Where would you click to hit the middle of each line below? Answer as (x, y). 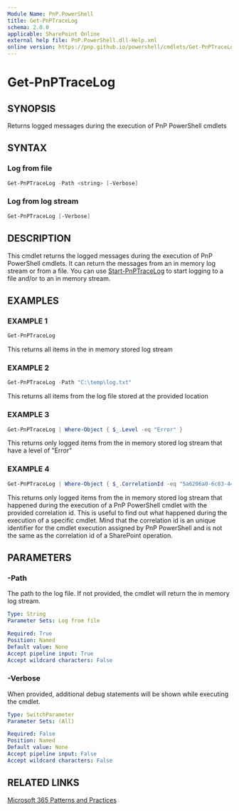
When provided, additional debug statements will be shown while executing (118, 694)
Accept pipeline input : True (51, 654)
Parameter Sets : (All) (41, 721)
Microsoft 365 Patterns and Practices (62, 800)
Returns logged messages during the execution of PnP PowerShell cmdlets (117, 126)
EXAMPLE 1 (28, 321)
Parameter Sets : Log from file (54, 621)
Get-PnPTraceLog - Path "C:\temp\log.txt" (70, 383)
